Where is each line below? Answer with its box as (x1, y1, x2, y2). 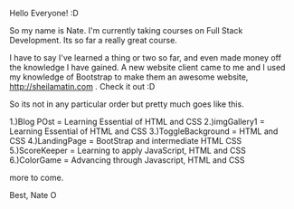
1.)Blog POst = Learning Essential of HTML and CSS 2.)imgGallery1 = (9, 117, 265, 127)
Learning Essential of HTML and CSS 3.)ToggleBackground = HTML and (9, 126, 279, 137)
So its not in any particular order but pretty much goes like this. (9, 99, 244, 109)
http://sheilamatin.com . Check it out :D (9, 81, 156, 91)
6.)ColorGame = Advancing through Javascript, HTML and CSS (9, 155, 246, 166)
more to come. (9, 172, 64, 183)
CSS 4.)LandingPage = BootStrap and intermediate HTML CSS (9, 136, 242, 146)
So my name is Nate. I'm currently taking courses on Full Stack (9, 25, 243, 35)
